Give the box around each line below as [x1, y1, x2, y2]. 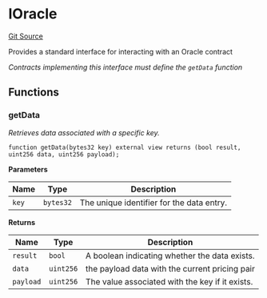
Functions [8, 86, 60, 99]
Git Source [8, 31, 44, 41]
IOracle [8, 5, 58, 23]
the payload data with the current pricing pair [85, 263, 256, 274]
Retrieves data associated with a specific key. [8, 127, 160, 137]
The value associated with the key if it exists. [85, 276, 253, 287]
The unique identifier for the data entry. [79, 197, 228, 208]
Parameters [8, 164, 48, 174]
